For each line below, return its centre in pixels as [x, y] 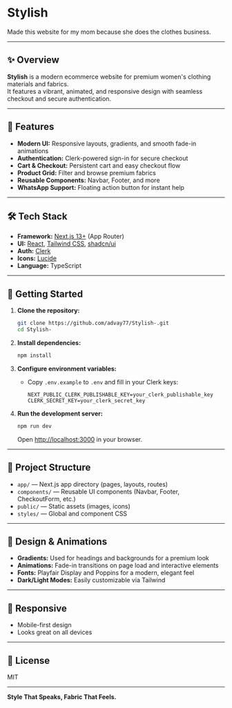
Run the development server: [60, 413]
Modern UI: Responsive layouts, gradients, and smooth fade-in [107, 144]
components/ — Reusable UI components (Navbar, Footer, [98, 491]
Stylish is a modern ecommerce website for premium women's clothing [109, 77]
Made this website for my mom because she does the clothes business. [109, 32]
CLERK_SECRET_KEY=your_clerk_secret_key [86, 401]
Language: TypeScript [49, 266]
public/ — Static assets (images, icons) [74, 506]
